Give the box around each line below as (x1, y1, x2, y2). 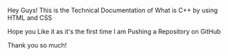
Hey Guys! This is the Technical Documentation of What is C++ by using (7, 6, 218, 14)
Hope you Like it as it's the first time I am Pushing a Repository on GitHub (7, 28, 221, 35)
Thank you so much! (7, 41, 67, 49)
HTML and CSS (7, 13, 52, 22)
